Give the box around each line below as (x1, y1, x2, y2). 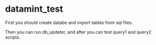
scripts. (5, 34, 21, 40)
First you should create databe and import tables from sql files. (5, 20, 133, 25)
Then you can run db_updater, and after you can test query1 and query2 (5, 29, 152, 35)
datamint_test (5, 3, 63, 15)
